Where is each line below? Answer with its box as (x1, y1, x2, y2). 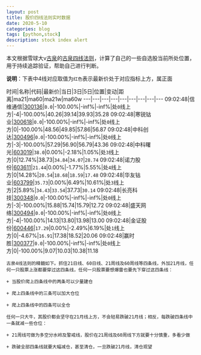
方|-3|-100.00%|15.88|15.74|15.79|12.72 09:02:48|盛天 (6, 201, 141, 209)
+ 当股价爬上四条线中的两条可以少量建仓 (6, 279, 93, 285)
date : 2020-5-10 (6, 20, 47, 26)
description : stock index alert (6, 37, 88, 43)
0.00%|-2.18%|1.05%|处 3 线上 (46, 149, 120, 155)
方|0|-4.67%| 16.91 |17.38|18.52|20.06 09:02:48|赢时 (6, 232, 135, 239)
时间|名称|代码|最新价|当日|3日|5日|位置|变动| (6, 88, 119, 95)
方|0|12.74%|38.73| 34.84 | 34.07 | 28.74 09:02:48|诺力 (6, 156, 136, 163)
